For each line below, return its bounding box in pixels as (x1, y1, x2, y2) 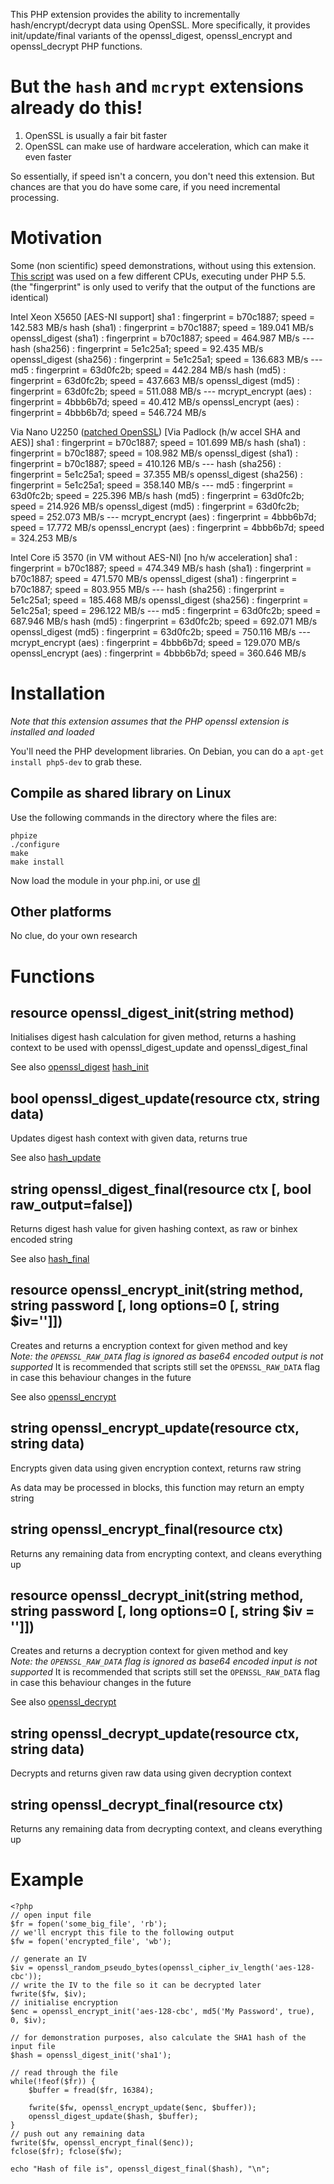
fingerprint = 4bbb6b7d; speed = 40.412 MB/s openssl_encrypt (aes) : (10, 395, 300, 408)
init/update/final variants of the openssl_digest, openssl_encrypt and (10, 30, 293, 41)
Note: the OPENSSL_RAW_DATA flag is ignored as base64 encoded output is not (10, 1350, 324, 1362)
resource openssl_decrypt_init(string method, (10, 1587, 304, 1604)
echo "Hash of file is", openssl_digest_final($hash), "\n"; (10, 2164, 271, 2174)
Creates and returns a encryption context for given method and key (10, 1339, 288, 1351)
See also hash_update (10, 1152, 102, 1164)
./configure (10, 839, 60, 849)
